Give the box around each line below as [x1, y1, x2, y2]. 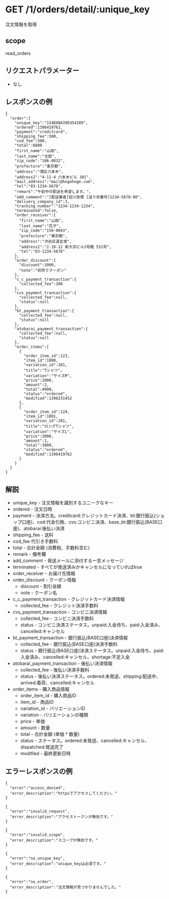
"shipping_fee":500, [14, 134, 58, 139]
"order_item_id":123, [24, 353, 70, 358]
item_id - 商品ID [20, 699, 54, 705]
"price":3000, [24, 434, 54, 439]
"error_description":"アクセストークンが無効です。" [10, 814, 114, 819]
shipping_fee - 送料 [12, 532, 54, 538]
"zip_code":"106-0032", [14, 158, 66, 164]
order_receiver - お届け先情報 [12, 570, 76, 577]
